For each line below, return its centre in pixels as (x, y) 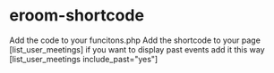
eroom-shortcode (77, 16)
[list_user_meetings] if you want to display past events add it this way (137, 49)
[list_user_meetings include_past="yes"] (84, 59)
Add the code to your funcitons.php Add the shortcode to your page (135, 40)
